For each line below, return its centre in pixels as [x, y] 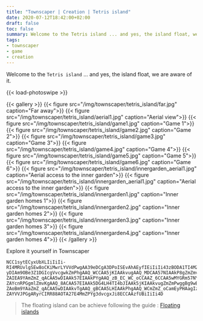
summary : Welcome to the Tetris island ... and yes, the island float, [98, 35]
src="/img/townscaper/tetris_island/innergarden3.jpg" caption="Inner [93, 220]
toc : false [20, 29]
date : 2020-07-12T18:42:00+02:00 [48, 18]
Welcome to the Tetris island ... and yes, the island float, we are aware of [99, 74]
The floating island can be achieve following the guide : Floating [101, 305]
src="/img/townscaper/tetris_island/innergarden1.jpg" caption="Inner [92, 194]
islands [30, 311]
